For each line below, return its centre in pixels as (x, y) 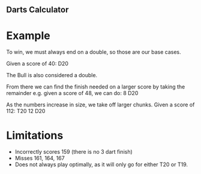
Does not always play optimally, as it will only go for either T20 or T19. (101, 164)
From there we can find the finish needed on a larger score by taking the (96, 87)
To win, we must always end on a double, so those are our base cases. (94, 52)
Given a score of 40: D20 (37, 64)
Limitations (35, 135)
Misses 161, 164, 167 (40, 158)
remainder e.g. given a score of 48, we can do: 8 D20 (72, 93)
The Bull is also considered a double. (52, 75)
